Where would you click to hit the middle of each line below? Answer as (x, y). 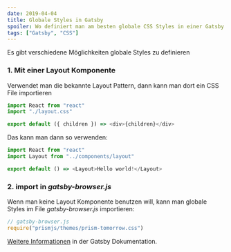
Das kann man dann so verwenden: (58, 137)
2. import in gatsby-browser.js (59, 186)
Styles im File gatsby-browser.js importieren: (71, 209)
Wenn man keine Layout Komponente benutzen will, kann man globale (107, 202)
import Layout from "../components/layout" (71, 157)
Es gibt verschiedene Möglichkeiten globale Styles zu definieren (99, 52)
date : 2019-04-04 (32, 13)
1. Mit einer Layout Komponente (62, 70)
